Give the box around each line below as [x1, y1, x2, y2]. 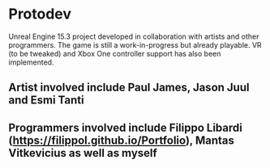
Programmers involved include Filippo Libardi [8, 120, 243, 134]
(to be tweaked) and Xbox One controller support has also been [8, 48, 221, 58]
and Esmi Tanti [8, 94, 84, 107]
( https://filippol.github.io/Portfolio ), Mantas [8, 133, 235, 147]
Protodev [8, 5, 71, 23]
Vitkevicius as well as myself [8, 146, 158, 160]
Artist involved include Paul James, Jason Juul [8, 81, 250, 94]
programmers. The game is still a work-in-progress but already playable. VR [8, 40, 262, 49]
